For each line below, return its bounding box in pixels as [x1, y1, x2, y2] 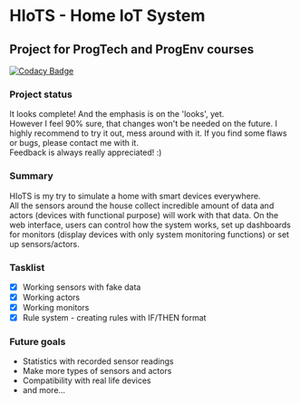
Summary [9, 169, 54, 182]
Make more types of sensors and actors [22, 366, 172, 377]
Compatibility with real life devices [22, 375, 151, 386]
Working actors [22, 292, 80, 302]
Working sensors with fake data [22, 282, 141, 293]
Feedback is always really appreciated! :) [9, 147, 162, 158]
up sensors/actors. [9, 238, 80, 249]
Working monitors [22, 302, 90, 313]
